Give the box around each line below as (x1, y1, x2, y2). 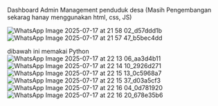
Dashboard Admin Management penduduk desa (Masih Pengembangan (7, 6, 212, 14)
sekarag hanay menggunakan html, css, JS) (7, 13, 132, 21)
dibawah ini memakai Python (7, 47, 90, 55)
